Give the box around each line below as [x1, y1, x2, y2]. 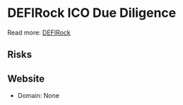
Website [7, 73, 45, 85]
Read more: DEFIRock [7, 28, 71, 37]
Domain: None [17, 92, 60, 100]
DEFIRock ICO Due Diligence [7, 5, 177, 21]
